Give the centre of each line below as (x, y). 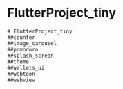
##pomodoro (23, 49)
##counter (21, 37)
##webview (21, 80)
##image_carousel (32, 43)
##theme (18, 62)
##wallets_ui (26, 67)
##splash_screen (30, 56)
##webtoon (21, 74)
